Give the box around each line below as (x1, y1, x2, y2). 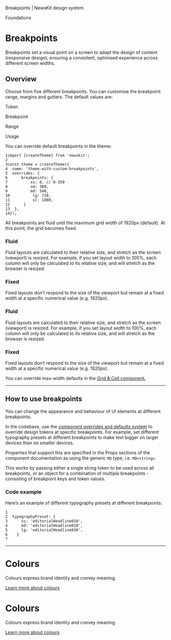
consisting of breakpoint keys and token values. (5, 476, 106, 482)
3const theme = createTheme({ (5, 162, 70, 167)
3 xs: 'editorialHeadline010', (5, 519, 83, 524)
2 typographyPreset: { (5, 514, 56, 519)
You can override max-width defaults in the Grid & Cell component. (5, 375, 146, 381)
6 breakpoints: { (5, 175, 53, 180)
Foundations (5, 15, 32, 20)
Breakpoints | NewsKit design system (5, 5, 84, 11)
